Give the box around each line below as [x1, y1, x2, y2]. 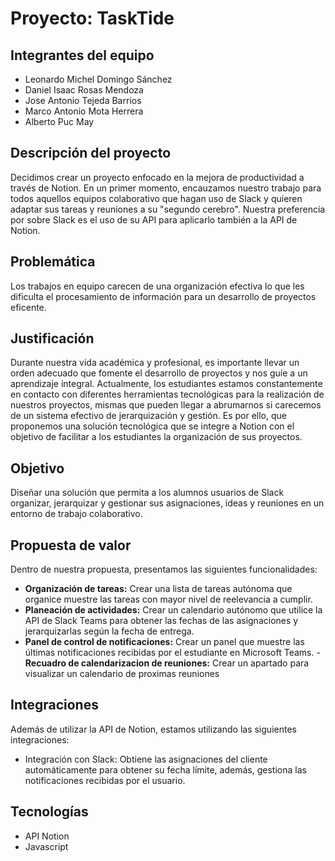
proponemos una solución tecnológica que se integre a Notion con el [10, 420, 295, 432]
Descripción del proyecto [10, 145, 172, 162]
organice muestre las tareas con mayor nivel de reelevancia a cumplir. [24, 593, 313, 606]
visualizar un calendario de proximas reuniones [24, 668, 220, 680]
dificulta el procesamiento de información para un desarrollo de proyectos [10, 290, 317, 302]
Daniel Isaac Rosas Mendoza [24, 84, 144, 96]
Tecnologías [10, 803, 89, 821]
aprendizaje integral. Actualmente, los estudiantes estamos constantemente [10, 378, 323, 390]
